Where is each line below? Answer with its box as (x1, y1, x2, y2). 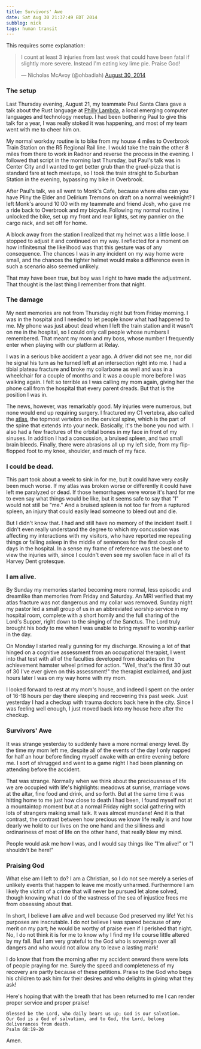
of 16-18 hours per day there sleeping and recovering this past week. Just (6, 693, 188, 700)
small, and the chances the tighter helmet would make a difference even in (6, 256, 190, 263)
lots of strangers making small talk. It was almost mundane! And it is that (6, 809, 185, 816)
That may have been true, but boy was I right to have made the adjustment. (6, 274, 191, 281)
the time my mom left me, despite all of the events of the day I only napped (6, 747, 191, 754)
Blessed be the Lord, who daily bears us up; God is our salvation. (6, 1011, 181, 1017)
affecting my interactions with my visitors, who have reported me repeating (6, 532, 191, 540)
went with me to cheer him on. (6, 125, 81, 133)
